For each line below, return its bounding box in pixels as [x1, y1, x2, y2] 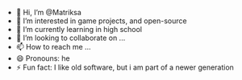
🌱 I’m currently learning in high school [15, 25, 143, 34]
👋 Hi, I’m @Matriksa [15, 8, 82, 17]
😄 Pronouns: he [15, 54, 70, 63]
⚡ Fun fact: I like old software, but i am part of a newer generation [15, 62, 234, 72]
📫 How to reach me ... [15, 42, 91, 51]
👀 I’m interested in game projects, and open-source [15, 16, 187, 26]
